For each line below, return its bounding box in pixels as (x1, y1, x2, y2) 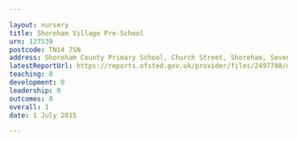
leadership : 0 (9, 85, 62, 95)
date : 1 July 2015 (9, 111, 77, 120)
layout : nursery (9, 20, 69, 29)
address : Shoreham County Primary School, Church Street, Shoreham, (9, 54, 267, 63)
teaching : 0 (9, 70, 53, 79)
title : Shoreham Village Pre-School (9, 28, 144, 38)
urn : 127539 (9, 37, 53, 46)
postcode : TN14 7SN (9, 45, 81, 54)
